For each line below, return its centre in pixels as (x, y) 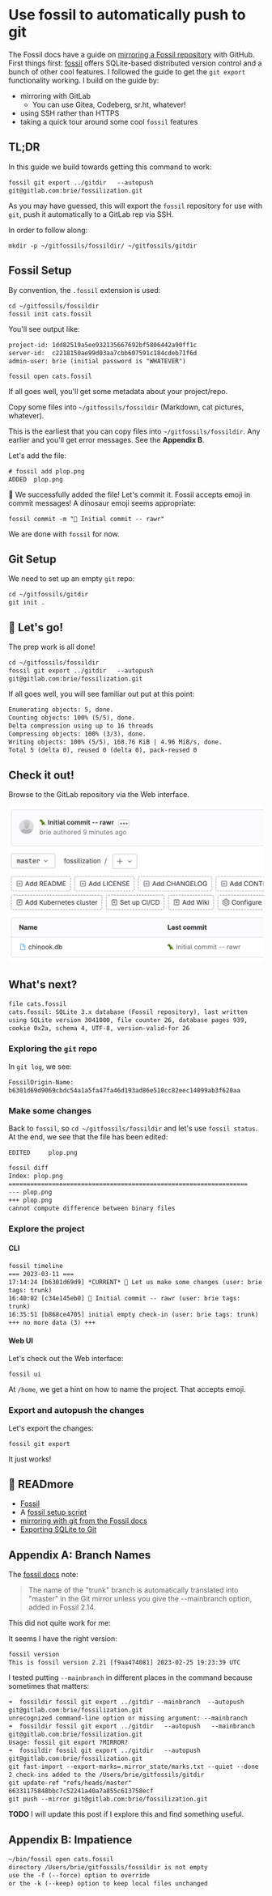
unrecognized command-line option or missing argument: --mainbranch (128, 1718)
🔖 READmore (41, 1485)
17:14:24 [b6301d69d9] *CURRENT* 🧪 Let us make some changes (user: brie (136, 1283)
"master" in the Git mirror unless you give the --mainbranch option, (140, 1599)
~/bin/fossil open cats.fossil (61, 1860)
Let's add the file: (38, 456)
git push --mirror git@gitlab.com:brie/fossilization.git (108, 1799)
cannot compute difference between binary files (92, 1208)
